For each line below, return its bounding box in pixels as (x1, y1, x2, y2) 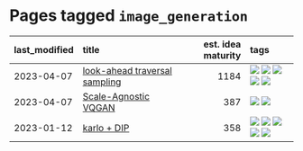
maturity (203, 49, 242, 61)
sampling (82, 75, 122, 88)
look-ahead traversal (82, 64, 173, 76)
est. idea (203, 38, 242, 50)
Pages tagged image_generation (9, 5, 248, 26)
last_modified (14, 43, 74, 56)
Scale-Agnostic (82, 90, 151, 102)
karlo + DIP (82, 121, 130, 134)
